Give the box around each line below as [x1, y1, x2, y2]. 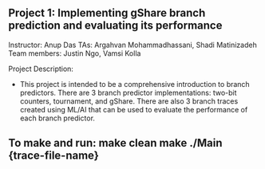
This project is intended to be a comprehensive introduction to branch [19, 79, 250, 88]
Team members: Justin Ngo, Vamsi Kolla [8, 48, 141, 58]
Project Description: [8, 64, 74, 73]
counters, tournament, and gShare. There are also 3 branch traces [19, 96, 239, 106]
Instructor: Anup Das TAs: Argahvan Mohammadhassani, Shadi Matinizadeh [8, 40, 257, 49]
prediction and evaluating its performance [8, 19, 223, 33]
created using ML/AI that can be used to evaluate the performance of [19, 104, 248, 114]
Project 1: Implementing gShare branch [8, 6, 206, 20]
